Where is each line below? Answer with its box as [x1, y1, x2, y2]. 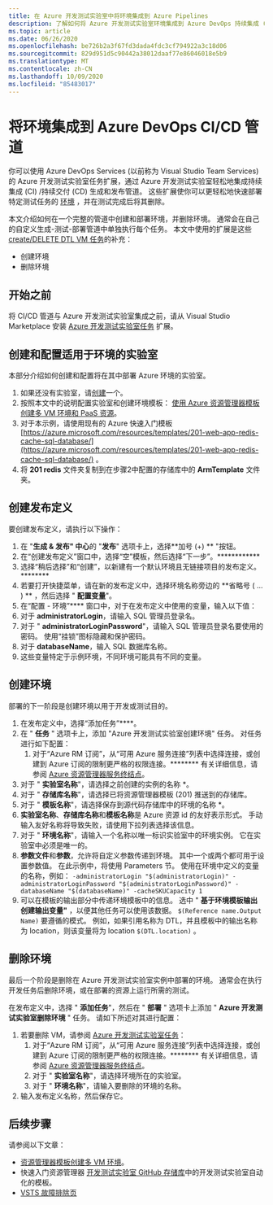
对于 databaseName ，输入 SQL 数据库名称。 [19, 641, 172, 651]
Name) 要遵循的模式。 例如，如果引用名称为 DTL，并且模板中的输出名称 [19, 915, 258, 925]
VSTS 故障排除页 [19, 1188, 77, 1198]
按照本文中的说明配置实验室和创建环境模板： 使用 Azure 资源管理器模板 [19, 398, 260, 408]
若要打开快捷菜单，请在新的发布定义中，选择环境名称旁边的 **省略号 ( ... [19, 580, 263, 590]
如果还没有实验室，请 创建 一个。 [19, 388, 128, 398]
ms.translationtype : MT [8, 58, 89, 66]
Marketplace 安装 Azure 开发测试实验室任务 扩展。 [8, 321, 178, 331]
